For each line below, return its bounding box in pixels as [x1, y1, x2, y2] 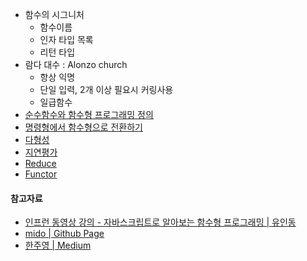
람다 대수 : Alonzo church [24, 59, 128, 70]
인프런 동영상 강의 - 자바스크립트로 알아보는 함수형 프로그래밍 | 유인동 [24, 216, 297, 228]
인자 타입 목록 [39, 34, 94, 45]
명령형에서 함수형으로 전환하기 [24, 121, 143, 133]
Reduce [24, 158, 57, 169]
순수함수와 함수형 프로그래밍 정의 [24, 109, 154, 120]
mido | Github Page [24, 228, 105, 240]
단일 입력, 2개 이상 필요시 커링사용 [39, 84, 174, 95]
